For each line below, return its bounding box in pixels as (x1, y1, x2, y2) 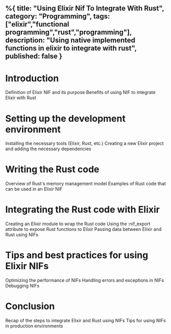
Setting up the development (5, 112, 126, 124)
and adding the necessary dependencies (5, 146, 92, 152)
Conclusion (5, 301, 55, 312)
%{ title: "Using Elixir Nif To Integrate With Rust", (5, 4, 164, 13)
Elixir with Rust (5, 94, 37, 101)
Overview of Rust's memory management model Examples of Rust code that (5, 181, 166, 187)
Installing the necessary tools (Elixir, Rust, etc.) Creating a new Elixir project (5, 140, 164, 147)
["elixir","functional (5, 20, 69, 29)
